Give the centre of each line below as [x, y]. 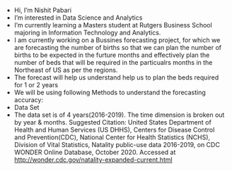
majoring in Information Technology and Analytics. [87, 32]
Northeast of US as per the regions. [66, 70]
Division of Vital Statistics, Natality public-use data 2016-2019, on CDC [117, 145]
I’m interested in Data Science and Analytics [78, 18]
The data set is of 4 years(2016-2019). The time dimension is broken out [119, 115]
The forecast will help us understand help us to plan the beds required [116, 77]
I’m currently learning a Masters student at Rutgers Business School [113, 25]
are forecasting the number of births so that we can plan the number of [117, 47]
